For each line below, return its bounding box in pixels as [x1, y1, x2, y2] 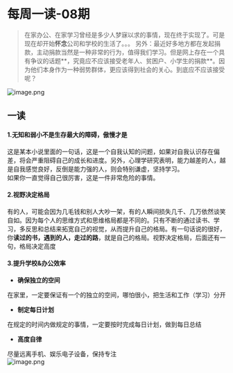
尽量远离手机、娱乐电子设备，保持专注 [7, 349, 116, 358]
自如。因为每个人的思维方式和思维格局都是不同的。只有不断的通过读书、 [7, 216, 214, 224]
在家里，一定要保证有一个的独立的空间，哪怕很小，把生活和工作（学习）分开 [7, 290, 226, 299]
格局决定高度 [19, 242, 56, 250]
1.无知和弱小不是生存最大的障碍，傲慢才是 [7, 130, 128, 139]
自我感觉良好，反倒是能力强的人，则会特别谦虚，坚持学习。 [12, 165, 184, 173]
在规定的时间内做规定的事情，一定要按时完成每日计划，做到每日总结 [7, 320, 202, 329]
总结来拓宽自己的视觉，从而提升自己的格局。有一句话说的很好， [43, 224, 226, 233]
